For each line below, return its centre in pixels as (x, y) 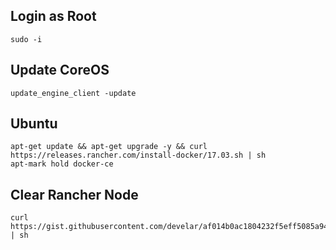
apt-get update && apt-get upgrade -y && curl (109, 147)
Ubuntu (34, 124)
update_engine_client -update (73, 93)
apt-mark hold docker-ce (62, 164)
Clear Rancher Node (74, 194)
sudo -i (26, 39)
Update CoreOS (60, 70)
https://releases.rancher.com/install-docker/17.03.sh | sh (138, 155)
